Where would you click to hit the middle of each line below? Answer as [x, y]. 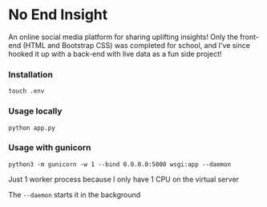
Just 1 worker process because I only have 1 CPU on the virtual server [123, 179]
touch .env [26, 91]
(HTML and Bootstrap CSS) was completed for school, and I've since [137, 45]
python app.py [32, 128]
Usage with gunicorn [50, 148]
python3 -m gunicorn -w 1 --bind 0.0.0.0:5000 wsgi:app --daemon [119, 164]
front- [249, 37]
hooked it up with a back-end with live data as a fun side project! [115, 54]
